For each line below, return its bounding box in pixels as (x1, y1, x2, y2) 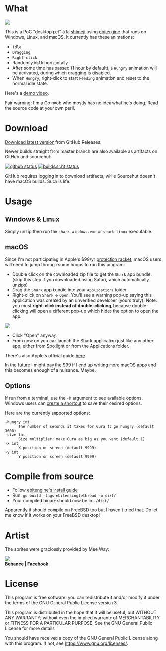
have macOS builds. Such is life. (5, 178, 71, 184)
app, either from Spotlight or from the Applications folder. (12, 343, 130, 349)
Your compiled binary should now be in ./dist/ (12, 498, 109, 504)
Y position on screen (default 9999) (18, 454, 97, 459)
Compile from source (5, 470, 94, 482)
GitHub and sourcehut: (5, 153, 52, 159)
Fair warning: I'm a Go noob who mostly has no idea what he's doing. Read (5, 100, 158, 106)
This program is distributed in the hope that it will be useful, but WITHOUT (5, 609, 157, 616)
